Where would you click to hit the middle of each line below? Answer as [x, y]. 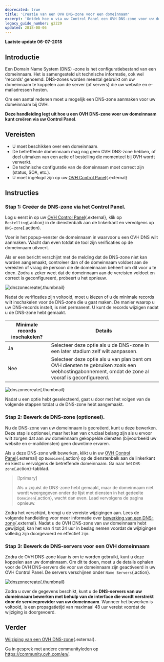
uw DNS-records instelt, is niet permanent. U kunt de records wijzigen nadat [82, 307]
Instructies [22, 193]
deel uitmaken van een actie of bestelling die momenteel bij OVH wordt [83, 157]
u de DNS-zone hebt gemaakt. [36, 313]
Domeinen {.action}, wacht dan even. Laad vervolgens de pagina [80, 498]
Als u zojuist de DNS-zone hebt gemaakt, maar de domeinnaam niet [85, 487]
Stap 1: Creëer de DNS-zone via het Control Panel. [65, 207]
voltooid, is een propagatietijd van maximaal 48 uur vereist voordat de [75, 607]
